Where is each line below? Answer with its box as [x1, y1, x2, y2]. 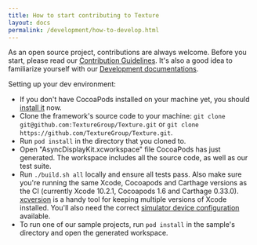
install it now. [19, 103, 62, 112]
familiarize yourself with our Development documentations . [8, 64, 199, 74]
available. [19, 211, 51, 221]
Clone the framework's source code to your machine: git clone [19, 112, 226, 121]
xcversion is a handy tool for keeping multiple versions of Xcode [19, 195, 227, 204]
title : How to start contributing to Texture [8, 11, 159, 20]
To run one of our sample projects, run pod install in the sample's [19, 220, 235, 229]
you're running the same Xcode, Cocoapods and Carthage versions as [19, 178, 248, 188]
